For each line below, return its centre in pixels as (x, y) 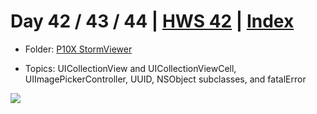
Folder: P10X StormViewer (78, 49)
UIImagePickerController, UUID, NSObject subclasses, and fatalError (165, 79)
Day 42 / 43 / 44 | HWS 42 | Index (152, 21)
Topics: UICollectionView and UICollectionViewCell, (130, 68)
